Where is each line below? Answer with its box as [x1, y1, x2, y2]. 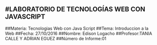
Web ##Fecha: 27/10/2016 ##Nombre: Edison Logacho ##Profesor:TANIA [5, 30, 152, 36]
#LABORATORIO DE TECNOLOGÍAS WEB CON [5, 5, 145, 13]
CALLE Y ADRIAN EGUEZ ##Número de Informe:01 [5, 35, 107, 41]
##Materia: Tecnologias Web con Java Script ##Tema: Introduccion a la [5, 25, 149, 31]
